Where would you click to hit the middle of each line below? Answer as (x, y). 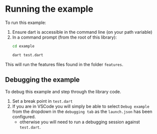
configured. (24, 116)
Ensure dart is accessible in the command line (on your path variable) (82, 32)
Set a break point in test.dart (42, 101)
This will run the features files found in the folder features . (64, 64)
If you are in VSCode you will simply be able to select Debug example (81, 106)
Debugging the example (42, 80)
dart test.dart (28, 55)
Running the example (49, 9)
